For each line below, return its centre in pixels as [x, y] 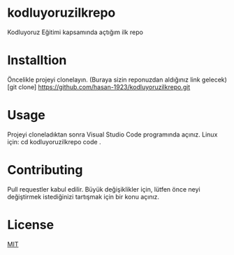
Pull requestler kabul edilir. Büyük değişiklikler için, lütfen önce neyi [104, 189]
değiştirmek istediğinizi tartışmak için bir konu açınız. [83, 196]
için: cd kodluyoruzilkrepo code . [54, 141]
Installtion [37, 60]
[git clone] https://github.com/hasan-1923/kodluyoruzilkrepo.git [99, 87]
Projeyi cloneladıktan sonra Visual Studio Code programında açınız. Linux [112, 134]
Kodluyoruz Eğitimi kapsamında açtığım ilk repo [75, 32]
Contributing [45, 170]
